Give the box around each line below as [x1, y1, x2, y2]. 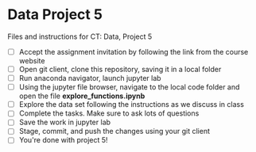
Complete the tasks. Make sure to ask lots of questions [18, 108, 200, 118]
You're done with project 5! [18, 135, 108, 145]
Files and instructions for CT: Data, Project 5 [7, 32, 153, 41]
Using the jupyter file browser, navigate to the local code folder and [18, 82, 240, 92]
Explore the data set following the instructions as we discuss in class [18, 100, 244, 109]
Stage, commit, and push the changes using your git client [18, 127, 211, 136]
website [18, 56, 45, 65]
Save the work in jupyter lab [18, 117, 111, 127]
